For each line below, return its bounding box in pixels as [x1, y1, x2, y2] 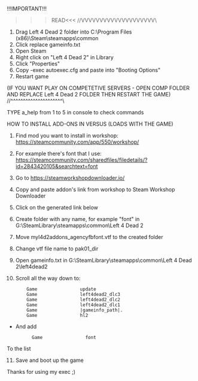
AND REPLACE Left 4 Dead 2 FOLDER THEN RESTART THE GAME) [7, 91, 171, 98]
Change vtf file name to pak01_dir [15, 245, 99, 252]
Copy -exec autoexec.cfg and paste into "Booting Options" [15, 66, 161, 74]
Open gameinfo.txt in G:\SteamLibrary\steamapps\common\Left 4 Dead [15, 257, 192, 264]
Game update [26, 286, 96, 292]
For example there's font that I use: [15, 150, 102, 157]
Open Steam [15, 47, 47, 55]
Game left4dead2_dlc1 [26, 302, 120, 308]
